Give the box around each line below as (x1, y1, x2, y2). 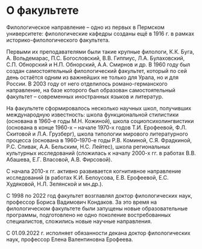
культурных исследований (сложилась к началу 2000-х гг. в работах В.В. (6, 149, 196, 157)
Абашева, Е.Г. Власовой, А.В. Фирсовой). (6, 156, 113, 163)
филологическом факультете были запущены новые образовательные (6, 204, 188, 212)
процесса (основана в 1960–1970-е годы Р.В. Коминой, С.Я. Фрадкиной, (6, 136, 192, 143)
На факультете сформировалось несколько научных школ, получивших (6, 104, 192, 112)
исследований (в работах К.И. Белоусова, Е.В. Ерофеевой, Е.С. (6, 174, 169, 181)
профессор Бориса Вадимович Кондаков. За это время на (6, 198, 157, 206)
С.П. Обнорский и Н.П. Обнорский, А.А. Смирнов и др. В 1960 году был (6, 61, 191, 68)
